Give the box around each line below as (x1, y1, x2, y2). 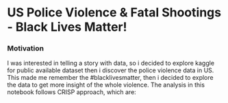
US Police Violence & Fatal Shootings (7, 5, 221, 20)
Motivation (7, 44, 45, 53)
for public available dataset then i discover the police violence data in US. (7, 66, 214, 74)
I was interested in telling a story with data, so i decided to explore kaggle (7, 59, 214, 68)
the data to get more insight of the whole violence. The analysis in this (7, 80, 205, 89)
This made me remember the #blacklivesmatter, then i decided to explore (7, 74, 214, 82)
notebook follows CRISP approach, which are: (7, 88, 137, 96)
